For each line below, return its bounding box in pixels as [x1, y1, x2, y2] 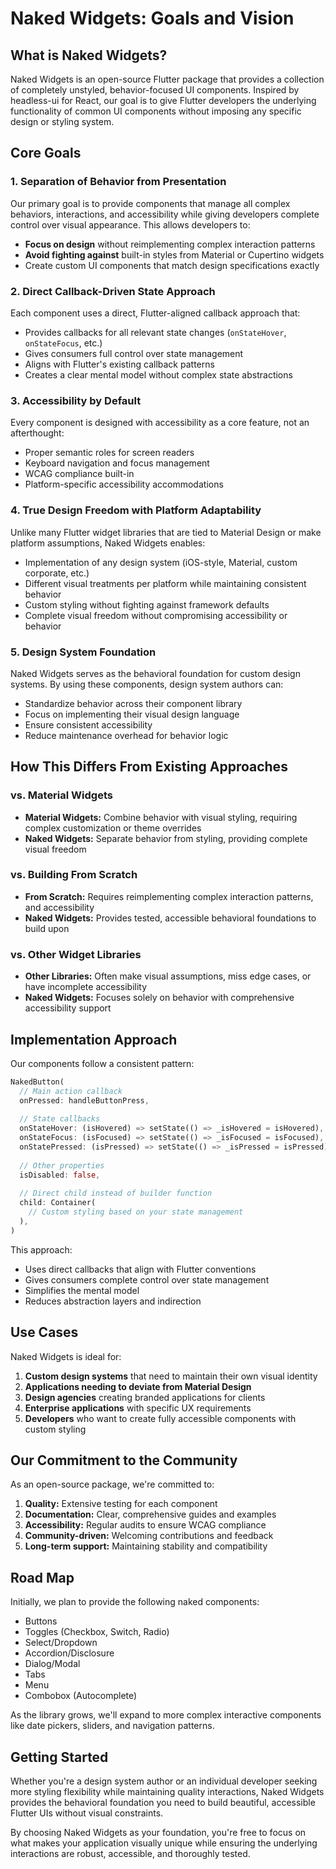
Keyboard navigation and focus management [24, 457, 210, 469]
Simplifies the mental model [24, 1284, 140, 1296]
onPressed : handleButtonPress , [19, 1095, 150, 1106]
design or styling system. [10, 116, 115, 127]
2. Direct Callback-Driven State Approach [10, 284, 216, 298]
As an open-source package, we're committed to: [10, 1478, 215, 1491]
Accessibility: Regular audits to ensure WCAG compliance [24, 1519, 267, 1531]
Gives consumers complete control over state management [24, 1273, 270, 1286]
